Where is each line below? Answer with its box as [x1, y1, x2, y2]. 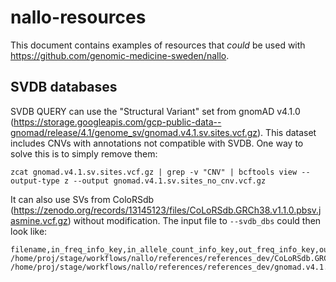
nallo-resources [10, 6, 147, 29]
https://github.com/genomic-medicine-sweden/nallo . [10, 49, 230, 61]
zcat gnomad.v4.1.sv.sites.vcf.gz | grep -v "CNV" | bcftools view [10, 167, 298, 177]
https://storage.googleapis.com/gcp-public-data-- [13, 116, 222, 128]
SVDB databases [10, 79, 118, 96]
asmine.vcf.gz [10, 214, 68, 226]
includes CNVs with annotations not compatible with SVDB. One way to [10, 137, 304, 149]
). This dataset [257, 126, 317, 138]
